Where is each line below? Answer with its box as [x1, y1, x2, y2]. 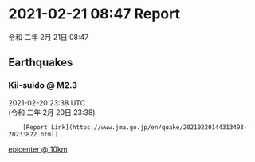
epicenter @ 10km [8, 144, 68, 154]
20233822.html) [8, 130, 59, 138]
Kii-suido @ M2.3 [8, 80, 78, 91]
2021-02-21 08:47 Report [8, 5, 181, 23]
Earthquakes [8, 56, 73, 69]
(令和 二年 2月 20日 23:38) [8, 107, 96, 117]
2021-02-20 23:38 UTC [8, 97, 86, 108]
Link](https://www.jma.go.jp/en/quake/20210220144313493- [50, 123, 248, 132]
